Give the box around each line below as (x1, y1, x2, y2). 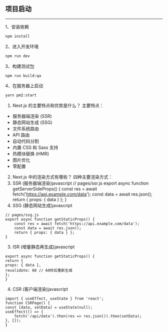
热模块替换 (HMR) (12, 151, 49, 157)
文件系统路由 (12, 126, 39, 132)
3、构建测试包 (5, 63, 34, 69)
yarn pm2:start (5, 93, 37, 98)
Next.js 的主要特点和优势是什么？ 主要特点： (12, 102, 104, 109)
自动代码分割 (12, 138, 39, 144)
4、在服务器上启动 (5, 83, 43, 89)
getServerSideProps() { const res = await (12, 186, 97, 192)
